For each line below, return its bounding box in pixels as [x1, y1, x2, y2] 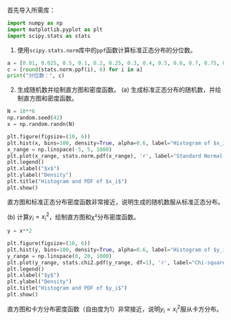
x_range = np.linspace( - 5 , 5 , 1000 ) [7, 146, 112, 153]
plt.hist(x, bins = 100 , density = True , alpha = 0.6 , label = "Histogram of [7, 140, 211, 147]
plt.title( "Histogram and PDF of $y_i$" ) [7, 285, 128, 292]
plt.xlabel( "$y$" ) [7, 272, 60, 279]
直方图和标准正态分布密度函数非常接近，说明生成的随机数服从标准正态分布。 [7, 198, 224, 206]
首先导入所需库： [7, 6, 56, 14]
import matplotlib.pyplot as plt [7, 26, 103, 33]
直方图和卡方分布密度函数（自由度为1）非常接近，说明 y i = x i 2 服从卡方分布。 [7, 303, 223, 314]
